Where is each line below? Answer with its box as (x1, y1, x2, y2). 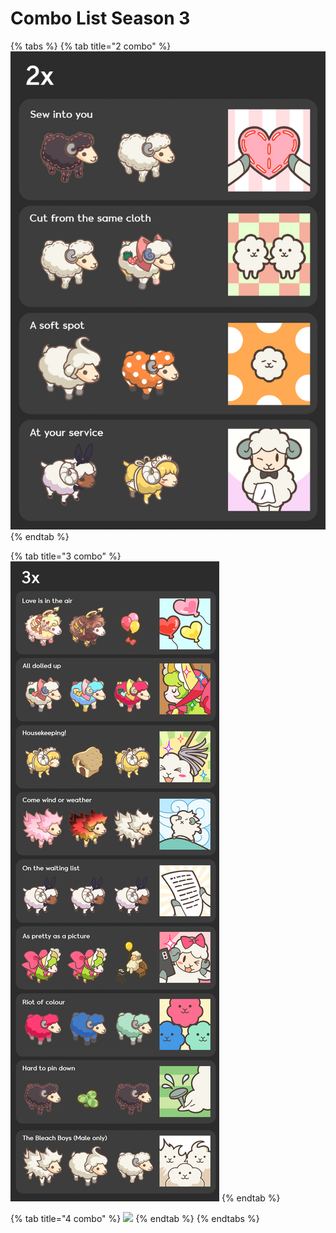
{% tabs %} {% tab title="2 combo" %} (10, 40, 172, 52)
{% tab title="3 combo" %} (10, 550, 122, 562)
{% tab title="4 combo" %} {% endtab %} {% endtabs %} (10, 1212, 260, 1224)
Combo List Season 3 (10, 7, 191, 30)
